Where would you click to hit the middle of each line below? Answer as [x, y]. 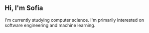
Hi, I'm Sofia [24, 8]
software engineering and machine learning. [50, 25]
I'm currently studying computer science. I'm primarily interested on [74, 20]
